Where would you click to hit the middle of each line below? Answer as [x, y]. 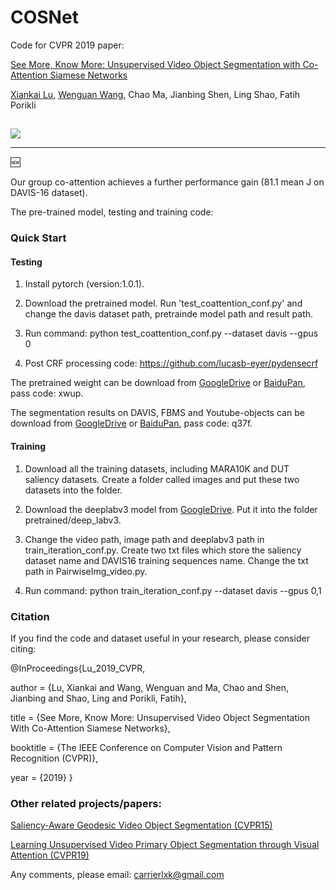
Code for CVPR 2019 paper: [67, 45]
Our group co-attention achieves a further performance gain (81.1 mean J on [167, 182]
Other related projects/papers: [86, 803]
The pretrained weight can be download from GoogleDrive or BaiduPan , [158, 383]
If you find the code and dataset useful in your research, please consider [160, 638]
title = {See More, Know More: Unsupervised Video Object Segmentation [160, 717]
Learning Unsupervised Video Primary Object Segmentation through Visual [165, 845]
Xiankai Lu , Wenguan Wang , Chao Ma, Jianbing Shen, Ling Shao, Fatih [155, 94]
